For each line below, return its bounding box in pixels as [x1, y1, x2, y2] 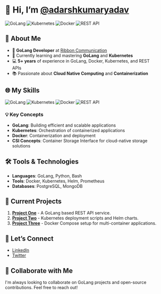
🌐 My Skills [5, 86, 40, 95]
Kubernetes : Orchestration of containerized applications [12, 127, 125, 133]
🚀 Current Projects [5, 197, 62, 206]
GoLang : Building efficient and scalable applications [12, 122, 116, 128]
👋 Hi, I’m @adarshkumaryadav [5, 4, 130, 16]
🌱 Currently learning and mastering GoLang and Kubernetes [12, 52, 133, 58]
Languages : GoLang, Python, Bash [12, 173, 82, 179]
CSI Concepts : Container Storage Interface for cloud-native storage [12, 138, 147, 144]
